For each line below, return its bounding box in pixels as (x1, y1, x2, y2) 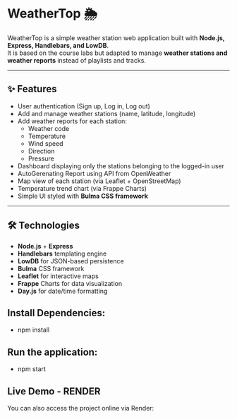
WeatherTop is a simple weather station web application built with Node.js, (7, 33, 225, 42)
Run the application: (7, 346, 98, 358)
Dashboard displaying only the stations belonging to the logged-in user (17, 161, 224, 170)
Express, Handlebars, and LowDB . (7, 41, 109, 49)
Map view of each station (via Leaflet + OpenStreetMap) (17, 177, 181, 185)
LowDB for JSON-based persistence (17, 256, 125, 265)
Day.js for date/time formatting (17, 287, 108, 295)
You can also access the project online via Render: (7, 404, 154, 412)
